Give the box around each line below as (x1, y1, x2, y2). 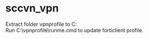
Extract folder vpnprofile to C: (5, 21, 77, 28)
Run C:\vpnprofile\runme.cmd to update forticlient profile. (5, 26, 144, 33)
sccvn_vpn (5, 2, 59, 15)
